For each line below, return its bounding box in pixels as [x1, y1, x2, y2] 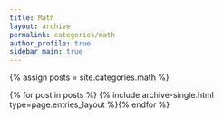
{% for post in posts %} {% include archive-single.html [9, 90, 215, 101]
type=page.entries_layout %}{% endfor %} [9, 99, 170, 110]
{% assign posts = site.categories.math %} [9, 72, 170, 83]
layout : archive [9, 22, 71, 31]
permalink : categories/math [9, 30, 116, 39]
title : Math [9, 13, 54, 23]
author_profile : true [9, 38, 92, 48]
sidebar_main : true [9, 47, 83, 56]
